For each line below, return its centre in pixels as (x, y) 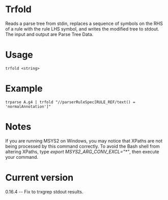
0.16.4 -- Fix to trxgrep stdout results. (44, 191)
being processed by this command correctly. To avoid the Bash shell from (82, 146)
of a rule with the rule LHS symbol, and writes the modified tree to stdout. (82, 28)
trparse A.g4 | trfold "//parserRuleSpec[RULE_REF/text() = (71, 102)
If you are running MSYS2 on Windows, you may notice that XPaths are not (84, 140)
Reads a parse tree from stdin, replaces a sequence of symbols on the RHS (84, 23)
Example (24, 89)
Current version (39, 177)
